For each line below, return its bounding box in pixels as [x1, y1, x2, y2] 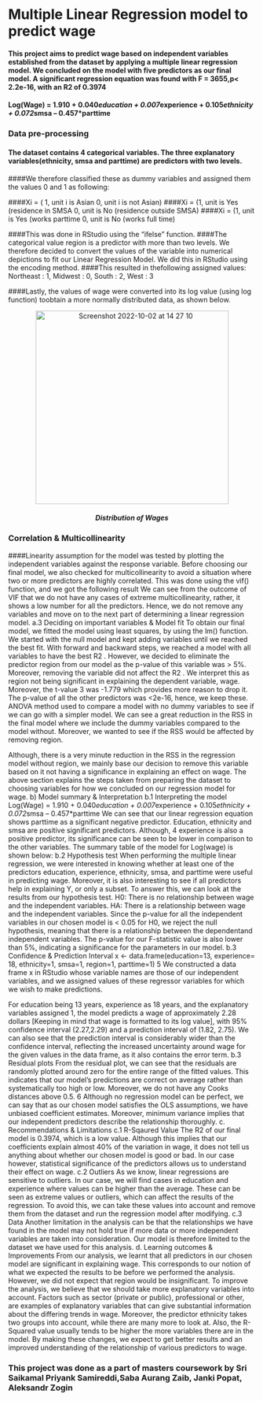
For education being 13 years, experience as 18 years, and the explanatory [8, 999, 249, 1009]
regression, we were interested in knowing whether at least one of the [8, 858, 235, 868]
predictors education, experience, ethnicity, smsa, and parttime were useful [8, 867, 254, 877]
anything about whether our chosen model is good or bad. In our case [8, 1150, 235, 1159]
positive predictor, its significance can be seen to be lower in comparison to [8, 833, 254, 843]
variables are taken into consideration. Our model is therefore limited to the [8, 1234, 250, 1243]
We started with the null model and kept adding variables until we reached [8, 634, 248, 643]
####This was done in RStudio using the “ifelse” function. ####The [8, 229, 228, 239]
